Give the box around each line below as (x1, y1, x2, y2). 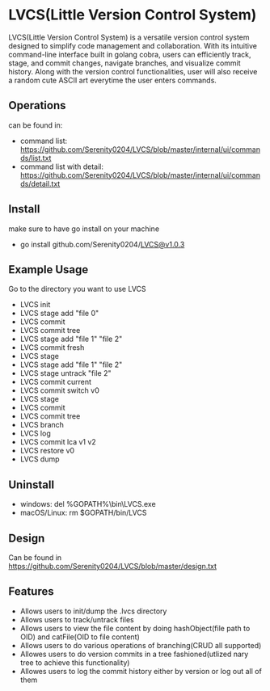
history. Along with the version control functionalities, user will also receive (8, 66, 258, 76)
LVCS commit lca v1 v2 (19, 437, 97, 447)
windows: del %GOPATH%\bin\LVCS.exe (19, 499, 156, 509)
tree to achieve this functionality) (19, 657, 130, 668)
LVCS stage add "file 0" (19, 309, 99, 318)
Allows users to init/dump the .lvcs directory (19, 606, 167, 616)
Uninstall (8, 478, 55, 491)
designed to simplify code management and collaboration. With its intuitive (8, 40, 257, 50)
